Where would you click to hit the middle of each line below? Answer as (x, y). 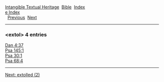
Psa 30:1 (14, 56)
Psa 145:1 (14, 50)
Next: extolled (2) (22, 75)
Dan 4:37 (14, 45)
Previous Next (22, 17)
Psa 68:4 (14, 61)
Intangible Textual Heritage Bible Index (45, 7)
